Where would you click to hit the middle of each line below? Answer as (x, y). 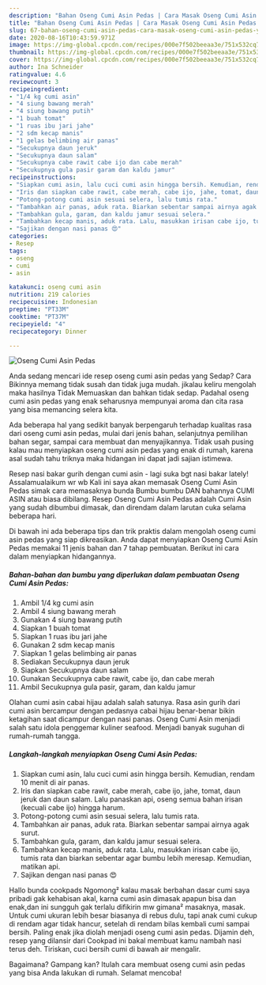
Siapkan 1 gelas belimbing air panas (79, 654)
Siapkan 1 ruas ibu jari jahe (64, 637)
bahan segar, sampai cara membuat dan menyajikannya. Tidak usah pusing (131, 442)
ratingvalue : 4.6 (37, 74)
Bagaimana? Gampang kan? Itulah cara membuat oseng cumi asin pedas (127, 964)
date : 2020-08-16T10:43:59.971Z (62, 38)
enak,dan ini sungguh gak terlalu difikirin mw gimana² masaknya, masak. (127, 907)
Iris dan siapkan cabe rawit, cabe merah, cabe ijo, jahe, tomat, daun (130, 791)
